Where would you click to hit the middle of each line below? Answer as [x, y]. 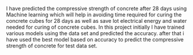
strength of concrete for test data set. [52, 46]
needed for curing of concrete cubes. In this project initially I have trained [95, 27]
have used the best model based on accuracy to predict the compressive [95, 39]
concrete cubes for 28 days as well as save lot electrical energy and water [97, 21]
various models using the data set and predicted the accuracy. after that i [95, 33]
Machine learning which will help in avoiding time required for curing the [94, 15]
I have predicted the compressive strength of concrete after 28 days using [97, 8]
